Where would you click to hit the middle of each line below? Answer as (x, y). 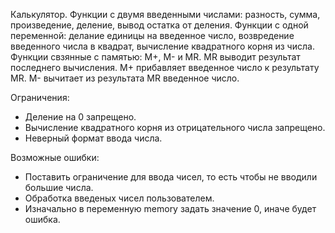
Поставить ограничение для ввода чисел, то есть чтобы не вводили (171, 177)
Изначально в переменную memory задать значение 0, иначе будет (170, 208)
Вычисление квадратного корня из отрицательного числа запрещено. (175, 127)
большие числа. (59, 187)
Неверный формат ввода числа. (93, 138)
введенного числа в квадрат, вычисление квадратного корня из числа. (162, 46)
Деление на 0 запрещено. (80, 117)
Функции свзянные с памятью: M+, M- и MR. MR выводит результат (155, 57)
